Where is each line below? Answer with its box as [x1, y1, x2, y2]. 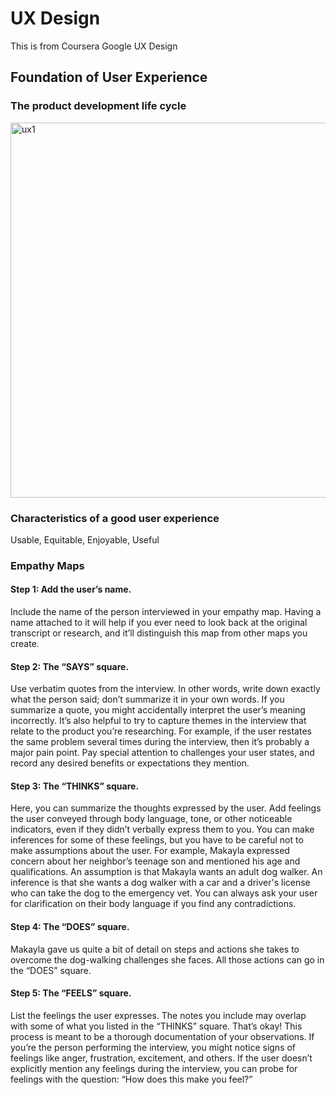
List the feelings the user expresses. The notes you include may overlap [10, 1009, 307, 1021]
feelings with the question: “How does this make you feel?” [10, 1073, 253, 1085]
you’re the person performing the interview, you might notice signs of [10, 1041, 297, 1053]
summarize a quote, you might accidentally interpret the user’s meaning [10, 704, 306, 716]
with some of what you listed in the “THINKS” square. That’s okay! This [10, 1020, 303, 1032]
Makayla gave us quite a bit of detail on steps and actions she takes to [10, 943, 300, 955]
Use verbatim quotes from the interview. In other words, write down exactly [10, 683, 321, 695]
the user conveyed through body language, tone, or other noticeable [10, 813, 293, 825]
